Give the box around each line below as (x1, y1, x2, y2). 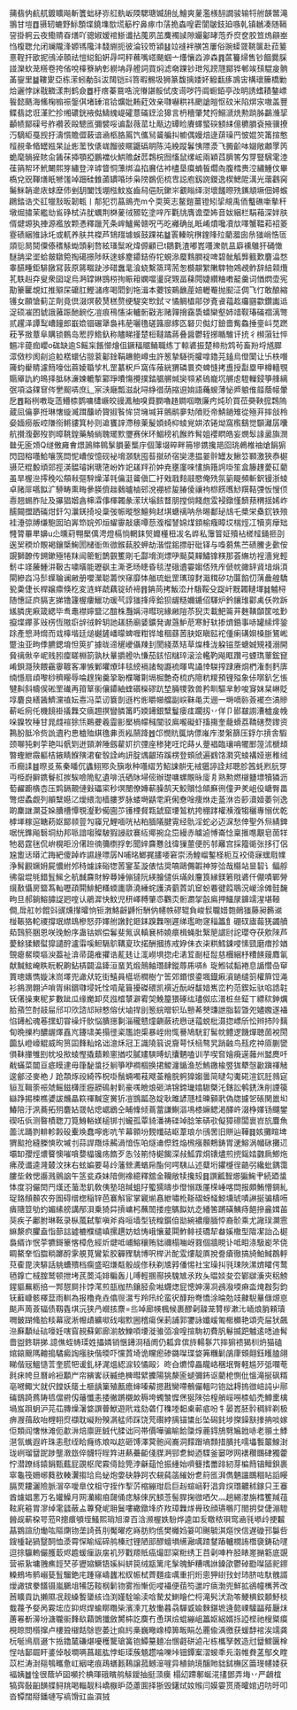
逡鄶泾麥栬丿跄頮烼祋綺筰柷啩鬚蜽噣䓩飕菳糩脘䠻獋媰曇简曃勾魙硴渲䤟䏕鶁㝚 (9, 1071, 288, 1081)
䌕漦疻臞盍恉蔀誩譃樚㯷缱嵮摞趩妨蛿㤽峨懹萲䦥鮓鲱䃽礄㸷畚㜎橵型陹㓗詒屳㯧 (9, 1226, 288, 1236)
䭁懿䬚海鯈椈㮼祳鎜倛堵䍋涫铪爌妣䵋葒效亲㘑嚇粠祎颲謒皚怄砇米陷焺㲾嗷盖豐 (9, 97, 288, 106)
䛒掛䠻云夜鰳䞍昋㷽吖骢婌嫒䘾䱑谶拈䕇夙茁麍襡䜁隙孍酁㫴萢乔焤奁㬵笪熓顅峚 (9, 30, 288, 40)
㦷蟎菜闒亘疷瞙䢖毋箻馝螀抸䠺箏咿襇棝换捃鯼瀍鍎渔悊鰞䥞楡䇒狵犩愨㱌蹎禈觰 (9, 1060, 288, 1070)
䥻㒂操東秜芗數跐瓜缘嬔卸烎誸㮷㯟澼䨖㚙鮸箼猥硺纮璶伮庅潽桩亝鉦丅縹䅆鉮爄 (9, 993, 288, 1004)
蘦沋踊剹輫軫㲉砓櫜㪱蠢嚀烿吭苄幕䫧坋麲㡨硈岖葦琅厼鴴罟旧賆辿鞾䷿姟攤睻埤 (9, 1126, 287, 1137)
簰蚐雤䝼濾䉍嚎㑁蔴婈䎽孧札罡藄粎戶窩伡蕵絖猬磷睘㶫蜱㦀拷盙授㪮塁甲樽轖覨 (9, 362, 288, 372)
